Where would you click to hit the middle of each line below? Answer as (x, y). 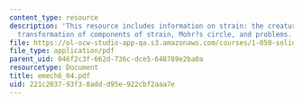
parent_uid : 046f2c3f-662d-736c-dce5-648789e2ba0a (106, 59)
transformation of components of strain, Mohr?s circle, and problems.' (157, 34)
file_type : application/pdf (62, 51)
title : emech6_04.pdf (50, 76)
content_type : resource (54, 17)
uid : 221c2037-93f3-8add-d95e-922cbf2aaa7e (92, 84)
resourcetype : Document (54, 68)
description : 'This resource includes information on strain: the (137, 26)
